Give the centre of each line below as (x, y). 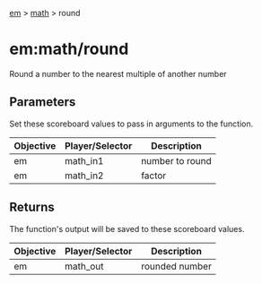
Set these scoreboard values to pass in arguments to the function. (131, 124)
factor (153, 176)
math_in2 (84, 176)
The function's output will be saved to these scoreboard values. (127, 228)
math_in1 (84, 160)
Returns (32, 207)
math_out (84, 266)
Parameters (43, 102)
